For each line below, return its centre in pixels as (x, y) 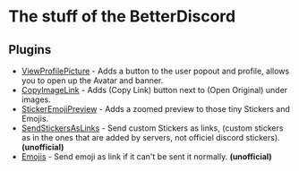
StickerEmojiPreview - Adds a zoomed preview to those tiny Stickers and (155, 109)
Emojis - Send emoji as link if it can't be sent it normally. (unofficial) (146, 157)
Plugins (30, 50)
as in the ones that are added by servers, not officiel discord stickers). (150, 137)
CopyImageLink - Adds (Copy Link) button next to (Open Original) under (154, 90)
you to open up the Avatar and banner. (92, 81)
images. (36, 99)
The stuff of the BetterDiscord (122, 17)
